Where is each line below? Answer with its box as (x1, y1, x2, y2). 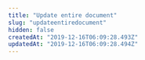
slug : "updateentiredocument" (8, 19, 107, 26)
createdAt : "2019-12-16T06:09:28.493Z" (8, 33, 139, 41)
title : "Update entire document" (8, 11, 118, 19)
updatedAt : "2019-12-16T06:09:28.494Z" (8, 41, 139, 48)
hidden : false (8, 26, 55, 34)
